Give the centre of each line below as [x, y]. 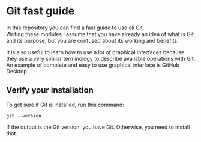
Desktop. [17, 71]
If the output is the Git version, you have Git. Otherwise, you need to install [98, 127]
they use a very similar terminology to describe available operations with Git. [101, 58]
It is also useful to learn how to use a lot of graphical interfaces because [95, 52]
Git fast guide [40, 11]
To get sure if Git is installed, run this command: [65, 105]
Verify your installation [50, 91]
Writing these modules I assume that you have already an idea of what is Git [100, 34]
